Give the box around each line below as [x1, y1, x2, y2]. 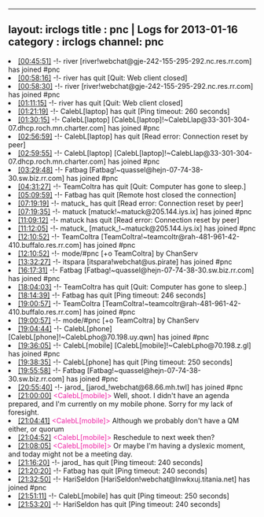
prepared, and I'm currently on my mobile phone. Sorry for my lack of [8, 399, 233, 408]
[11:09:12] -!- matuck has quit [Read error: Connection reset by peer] [18, 215, 240, 224]
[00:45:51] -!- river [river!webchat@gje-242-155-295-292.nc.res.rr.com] [18, 56, 252, 65]
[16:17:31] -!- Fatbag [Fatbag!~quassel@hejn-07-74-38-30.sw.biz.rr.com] [18, 265, 255, 275]
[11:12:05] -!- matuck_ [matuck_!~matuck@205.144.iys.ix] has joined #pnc [18, 223, 256, 233]
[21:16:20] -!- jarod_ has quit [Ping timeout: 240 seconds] [18, 457, 203, 467]
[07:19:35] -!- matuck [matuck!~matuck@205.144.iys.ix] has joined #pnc [18, 206, 252, 216]
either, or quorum [8, 424, 64, 434]
